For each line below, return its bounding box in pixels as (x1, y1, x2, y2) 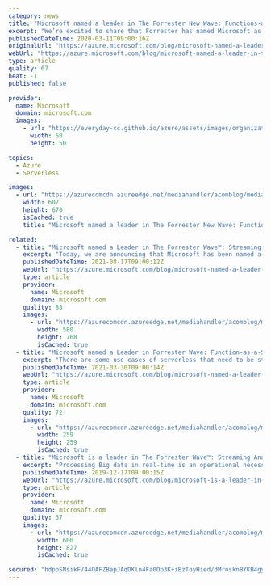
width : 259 (37, 431, 74, 439)
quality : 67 (8, 65, 48, 73)
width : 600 (37, 536, 74, 544)
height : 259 (37, 438, 78, 447)
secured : (8, 566, 38, 574)
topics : (8, 154, 35, 162)
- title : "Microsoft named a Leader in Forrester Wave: (15, 348, 207, 356)
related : (8, 235, 38, 243)
